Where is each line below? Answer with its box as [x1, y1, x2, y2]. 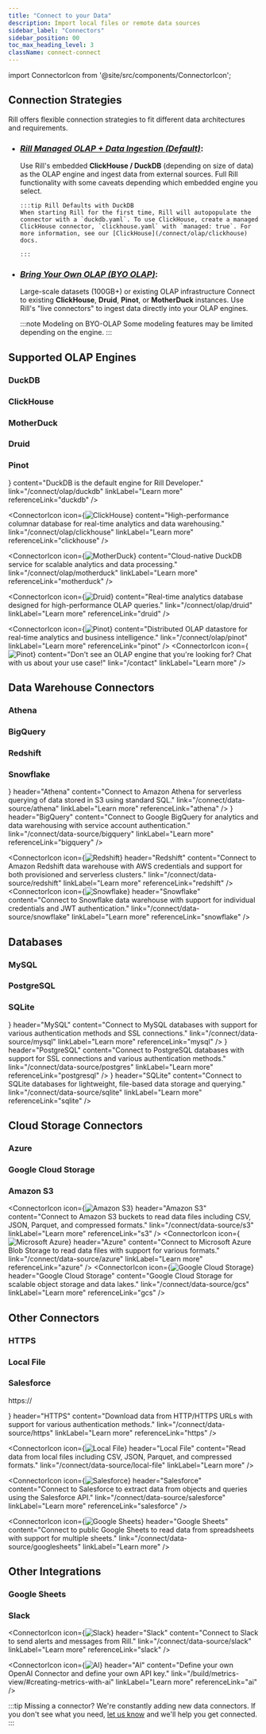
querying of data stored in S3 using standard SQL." [8, 795, 175, 805]
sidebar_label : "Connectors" [8, 26, 105, 34]
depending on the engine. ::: [19, 328, 113, 337]
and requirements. [8, 122, 68, 132]
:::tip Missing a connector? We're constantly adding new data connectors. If [8, 1701, 256, 1711]
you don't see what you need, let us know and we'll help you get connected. [8, 1709, 258, 1719]
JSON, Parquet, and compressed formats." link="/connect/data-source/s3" [8, 1220, 254, 1230]
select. [19, 186, 42, 196]
